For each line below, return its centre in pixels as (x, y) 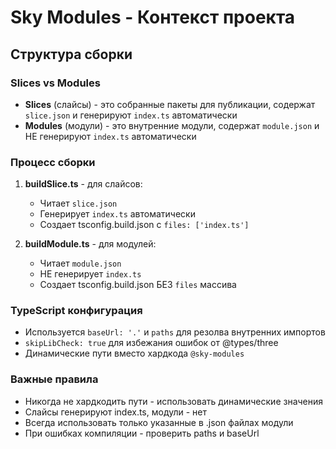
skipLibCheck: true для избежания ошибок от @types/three (151, 343)
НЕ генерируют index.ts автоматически (110, 136)
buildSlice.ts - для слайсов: (83, 184)
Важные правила (54, 379)
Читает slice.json (78, 203)
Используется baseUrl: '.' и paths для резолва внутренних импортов (175, 332)
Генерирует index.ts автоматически (117, 214)
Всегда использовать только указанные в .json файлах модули (159, 422)
